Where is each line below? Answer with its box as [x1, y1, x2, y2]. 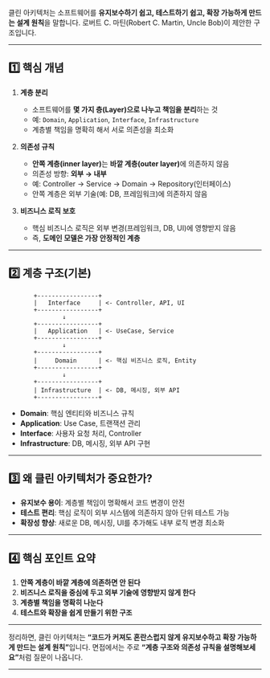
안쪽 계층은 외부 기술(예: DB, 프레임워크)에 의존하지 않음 [31, 189, 208, 198]
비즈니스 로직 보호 [19, 206, 76, 215]
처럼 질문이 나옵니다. [18, 652, 84, 662]
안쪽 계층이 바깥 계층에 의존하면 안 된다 [19, 578, 141, 587]
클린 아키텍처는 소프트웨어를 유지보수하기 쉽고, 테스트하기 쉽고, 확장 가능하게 [8, 8, 247, 17]
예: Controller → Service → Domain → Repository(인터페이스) [31, 178, 231, 188]
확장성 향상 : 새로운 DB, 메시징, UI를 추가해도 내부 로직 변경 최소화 [19, 518, 225, 528]
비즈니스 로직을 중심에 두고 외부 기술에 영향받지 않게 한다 [19, 588, 196, 598]
